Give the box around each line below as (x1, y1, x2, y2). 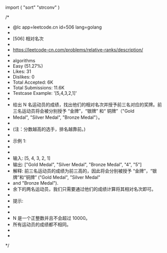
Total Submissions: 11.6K (12, 85, 65, 91)
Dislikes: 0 (12, 74, 35, 80)
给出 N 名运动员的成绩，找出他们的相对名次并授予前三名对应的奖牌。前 (12, 102, 162, 108)
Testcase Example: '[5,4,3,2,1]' (12, 90, 77, 96)
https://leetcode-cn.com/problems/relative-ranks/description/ (12, 47, 144, 53)
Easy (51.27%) (12, 63, 43, 69)
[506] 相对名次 (12, 36, 44, 41)
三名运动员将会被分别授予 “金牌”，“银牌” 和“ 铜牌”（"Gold (12, 108, 134, 114)
